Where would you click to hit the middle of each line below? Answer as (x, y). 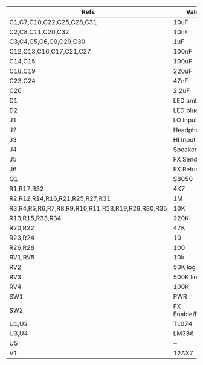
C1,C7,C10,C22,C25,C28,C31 (53, 22)
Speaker (185, 149)
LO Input (185, 120)
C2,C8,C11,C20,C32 (39, 32)
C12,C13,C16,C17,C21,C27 (50, 52)
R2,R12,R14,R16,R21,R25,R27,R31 (60, 198)
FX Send (185, 159)
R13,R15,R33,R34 (35, 218)
